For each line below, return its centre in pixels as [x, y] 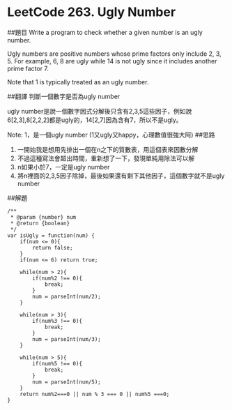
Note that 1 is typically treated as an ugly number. [78, 82]
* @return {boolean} [40, 223]
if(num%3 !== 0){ [57, 321]
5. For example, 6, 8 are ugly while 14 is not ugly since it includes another [112, 61]
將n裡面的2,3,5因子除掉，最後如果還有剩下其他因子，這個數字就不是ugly [121, 176]
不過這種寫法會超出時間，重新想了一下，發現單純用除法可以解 [106, 158]
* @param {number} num [43, 217]
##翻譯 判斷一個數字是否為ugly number [64, 96]
